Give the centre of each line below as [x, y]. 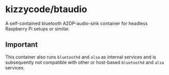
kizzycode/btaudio [46, 9]
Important [22, 45]
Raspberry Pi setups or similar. [38, 28]
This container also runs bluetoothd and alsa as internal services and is [81, 57]
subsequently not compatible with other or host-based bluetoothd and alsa [85, 62]
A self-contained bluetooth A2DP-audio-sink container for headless [77, 23]
